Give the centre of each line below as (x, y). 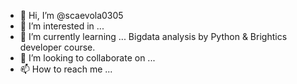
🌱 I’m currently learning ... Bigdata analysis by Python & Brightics (153, 36)
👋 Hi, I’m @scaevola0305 (71, 15)
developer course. (57, 47)
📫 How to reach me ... (66, 69)
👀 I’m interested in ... (62, 26)
